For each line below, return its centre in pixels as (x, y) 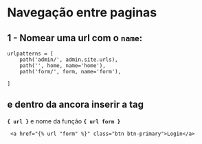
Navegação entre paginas (82, 13)
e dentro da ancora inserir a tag (76, 105)
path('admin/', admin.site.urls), (69, 60)
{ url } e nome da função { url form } (64, 121)
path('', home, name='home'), (63, 66)
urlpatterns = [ (30, 53)
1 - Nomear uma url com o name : (75, 38)
